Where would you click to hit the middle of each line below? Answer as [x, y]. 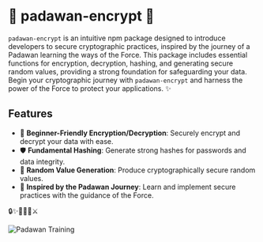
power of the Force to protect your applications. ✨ [90, 88]
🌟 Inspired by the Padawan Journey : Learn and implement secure [128, 187]
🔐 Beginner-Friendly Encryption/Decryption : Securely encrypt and [130, 133]
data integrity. [42, 161]
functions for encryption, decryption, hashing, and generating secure [121, 63]
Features [30, 114]
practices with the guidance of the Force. [86, 195]
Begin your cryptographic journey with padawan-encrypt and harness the [126, 80]
